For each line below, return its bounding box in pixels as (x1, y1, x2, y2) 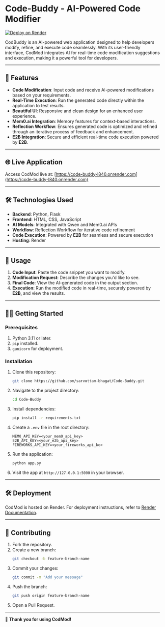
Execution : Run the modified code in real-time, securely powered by (12, 285, 151, 291)
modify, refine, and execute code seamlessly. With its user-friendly (5, 44, 141, 50)
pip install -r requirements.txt (12, 415, 81, 420)
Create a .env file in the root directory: (12, 424, 90, 430)
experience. (12, 113, 37, 119)
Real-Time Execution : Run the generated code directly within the (12, 97, 144, 103)
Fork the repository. (12, 542, 53, 548)
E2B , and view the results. (12, 290, 65, 296)
